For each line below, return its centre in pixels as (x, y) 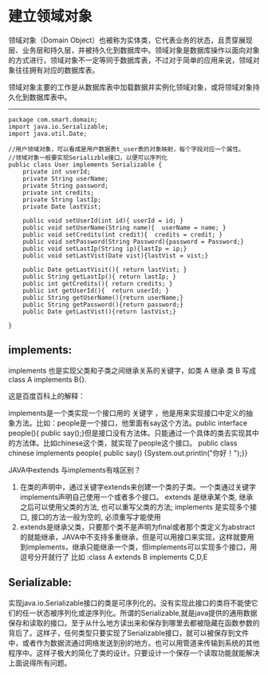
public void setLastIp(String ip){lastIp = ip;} (105, 249)
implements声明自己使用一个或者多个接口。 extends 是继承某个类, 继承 (136, 497)
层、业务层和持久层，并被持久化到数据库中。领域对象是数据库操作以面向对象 (134, 50)
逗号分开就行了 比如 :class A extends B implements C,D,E (114, 557)
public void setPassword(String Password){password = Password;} (134, 242)
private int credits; (58, 193)
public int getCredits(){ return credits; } (98, 284)
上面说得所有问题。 (40, 663)
